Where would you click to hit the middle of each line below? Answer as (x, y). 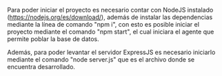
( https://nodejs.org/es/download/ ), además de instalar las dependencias (110, 17)
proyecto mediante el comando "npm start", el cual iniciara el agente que (111, 31)
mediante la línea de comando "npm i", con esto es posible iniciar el (103, 24)
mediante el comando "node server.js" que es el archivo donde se (101, 60)
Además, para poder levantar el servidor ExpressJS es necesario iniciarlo (111, 52)
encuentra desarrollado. (41, 67)
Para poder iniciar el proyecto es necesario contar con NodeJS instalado (110, 10)
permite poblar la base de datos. (53, 39)
